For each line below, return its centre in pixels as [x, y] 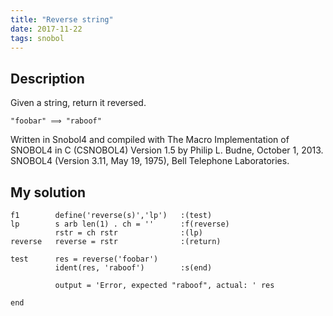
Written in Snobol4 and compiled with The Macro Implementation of [150, 140]
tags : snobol [37, 38]
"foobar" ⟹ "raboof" [56, 121]
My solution [48, 192]
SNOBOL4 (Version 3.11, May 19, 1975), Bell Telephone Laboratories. [150, 161]
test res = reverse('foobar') [84, 259]
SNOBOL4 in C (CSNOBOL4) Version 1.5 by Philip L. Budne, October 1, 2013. [167, 150]
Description [47, 78]
